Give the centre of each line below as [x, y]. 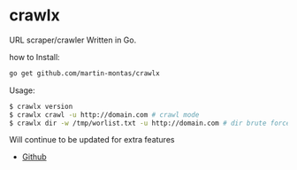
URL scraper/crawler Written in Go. [73, 40]
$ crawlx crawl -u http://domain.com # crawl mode [104, 115]
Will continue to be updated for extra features [92, 140]
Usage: [22, 90]
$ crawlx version [41, 106]
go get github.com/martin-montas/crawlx [85, 73]
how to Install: [34, 57]
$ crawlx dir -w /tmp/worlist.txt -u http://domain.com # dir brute [138, 123]
